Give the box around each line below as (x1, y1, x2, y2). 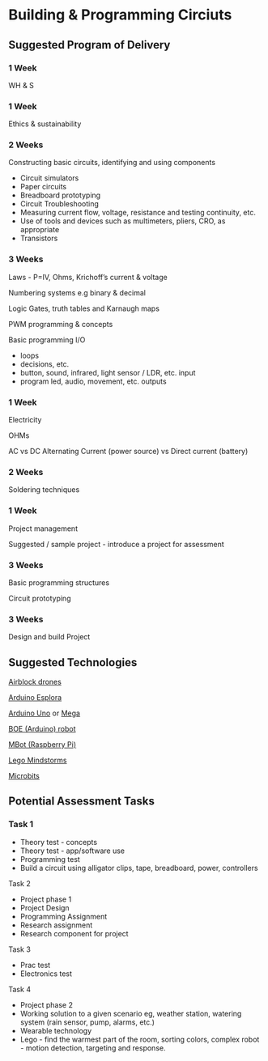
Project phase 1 (19, 894, 72, 904)
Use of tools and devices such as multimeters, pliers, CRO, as (19, 216, 226, 226)
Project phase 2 (19, 999, 73, 1009)
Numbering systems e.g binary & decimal (8, 287, 146, 297)
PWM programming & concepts (8, 319, 113, 329)
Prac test (19, 960, 51, 970)
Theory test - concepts (19, 837, 98, 847)
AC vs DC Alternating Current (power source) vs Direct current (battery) (8, 447, 249, 456)
